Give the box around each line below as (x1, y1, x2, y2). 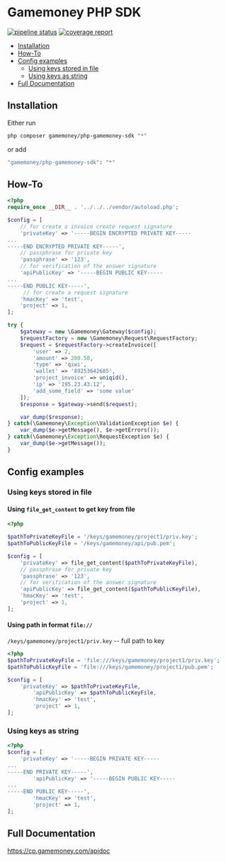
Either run (7, 118, 36, 127)
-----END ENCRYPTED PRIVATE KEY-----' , (7, 242, 125, 250)
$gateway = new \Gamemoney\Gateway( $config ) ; (20, 328, 157, 335)
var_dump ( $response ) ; (20, 413, 84, 420)
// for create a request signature (23, 289, 129, 296)
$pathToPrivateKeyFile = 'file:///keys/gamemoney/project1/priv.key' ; (7, 656, 220, 664)
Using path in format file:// (7, 621, 93, 629)
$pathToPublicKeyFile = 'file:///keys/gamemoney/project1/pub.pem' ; (7, 664, 214, 671)
